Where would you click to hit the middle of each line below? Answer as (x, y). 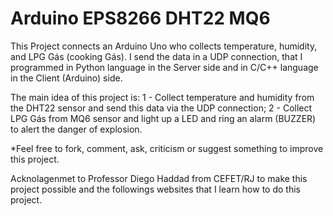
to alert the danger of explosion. (76, 129)
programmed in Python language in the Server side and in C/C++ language (164, 67)
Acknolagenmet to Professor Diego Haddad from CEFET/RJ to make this (159, 178)
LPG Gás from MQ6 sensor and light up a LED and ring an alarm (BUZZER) (163, 118)
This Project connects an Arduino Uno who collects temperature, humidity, (164, 46)
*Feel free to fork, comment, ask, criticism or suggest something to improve (167, 148)
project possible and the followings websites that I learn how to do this (155, 189)
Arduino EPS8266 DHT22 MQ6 (140, 18)
